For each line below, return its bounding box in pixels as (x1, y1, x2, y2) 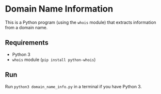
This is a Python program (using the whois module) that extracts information (5, 19, 157, 25)
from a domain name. (5, 24, 48, 30)
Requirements (5, 39, 48, 47)
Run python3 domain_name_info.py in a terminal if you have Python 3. (5, 83, 142, 89)
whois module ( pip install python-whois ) (12, 57, 96, 63)
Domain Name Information (5, 3, 113, 15)
